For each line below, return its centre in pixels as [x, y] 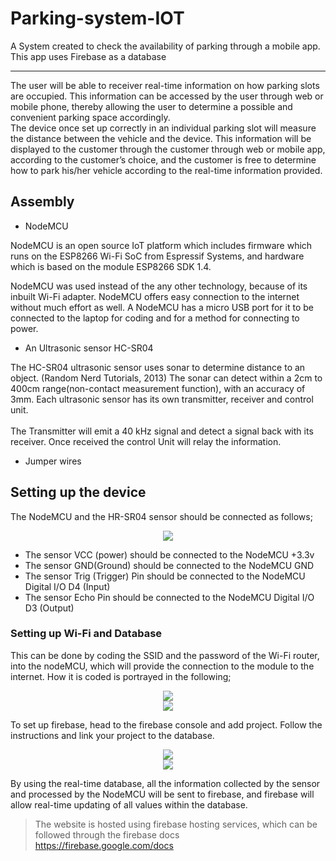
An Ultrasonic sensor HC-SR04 [89, 348]
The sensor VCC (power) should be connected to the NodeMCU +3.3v [169, 554]
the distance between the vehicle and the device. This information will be [161, 138]
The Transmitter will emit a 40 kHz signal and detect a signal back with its [162, 431]
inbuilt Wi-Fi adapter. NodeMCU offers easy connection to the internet [155, 296]
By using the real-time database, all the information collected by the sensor [165, 783]
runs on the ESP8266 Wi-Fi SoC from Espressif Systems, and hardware [157, 256]
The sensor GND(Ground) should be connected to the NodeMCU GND [169, 565]
